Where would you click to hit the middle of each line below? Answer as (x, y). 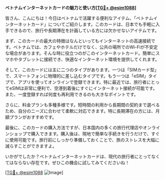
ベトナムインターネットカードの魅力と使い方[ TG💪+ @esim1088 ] (71, 8)
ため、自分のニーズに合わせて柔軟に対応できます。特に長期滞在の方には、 (80, 111)
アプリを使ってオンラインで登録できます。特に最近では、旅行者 (82, 82)
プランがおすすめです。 (33, 117)
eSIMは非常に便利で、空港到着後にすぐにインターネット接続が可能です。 (83, 88)
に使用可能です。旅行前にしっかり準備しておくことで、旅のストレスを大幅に (82, 140)
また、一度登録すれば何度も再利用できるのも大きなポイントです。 (72, 94)
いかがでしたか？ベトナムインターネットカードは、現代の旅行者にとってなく (82, 156)
